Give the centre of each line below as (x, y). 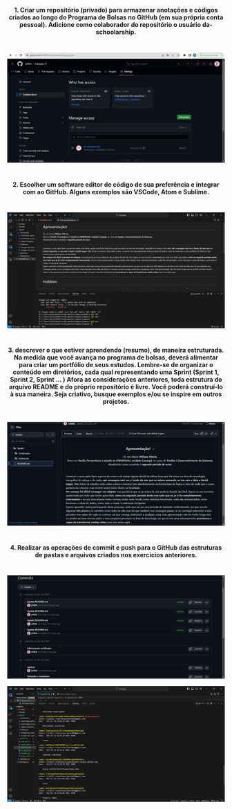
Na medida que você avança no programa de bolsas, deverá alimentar (116, 357)
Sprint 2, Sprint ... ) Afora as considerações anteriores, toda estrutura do (116, 379)
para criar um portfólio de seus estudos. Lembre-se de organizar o (116, 364)
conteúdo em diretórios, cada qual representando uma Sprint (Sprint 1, (116, 372)
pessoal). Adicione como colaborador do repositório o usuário (110, 25)
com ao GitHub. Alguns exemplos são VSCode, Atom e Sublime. (116, 192)
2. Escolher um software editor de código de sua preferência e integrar (116, 184)
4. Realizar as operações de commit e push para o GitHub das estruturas (116, 548)
